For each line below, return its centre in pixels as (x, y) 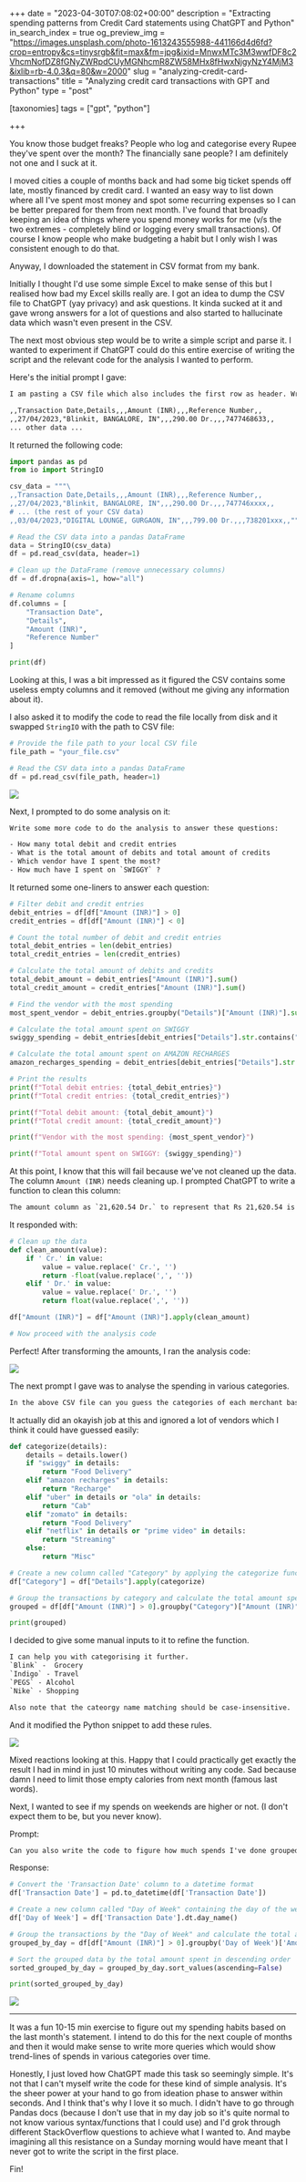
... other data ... (46, 428)
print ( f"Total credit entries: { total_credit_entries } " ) (120, 1096)
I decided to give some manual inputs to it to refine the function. (129, 1640)
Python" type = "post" (51, 91)
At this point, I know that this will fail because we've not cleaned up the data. (153, 1172)
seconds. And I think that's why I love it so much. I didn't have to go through (152, 2103)
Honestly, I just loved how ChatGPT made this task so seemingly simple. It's (152, 2074)
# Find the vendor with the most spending (91, 1004)
